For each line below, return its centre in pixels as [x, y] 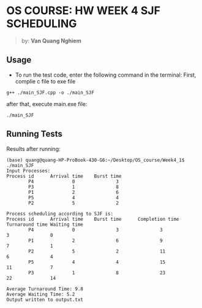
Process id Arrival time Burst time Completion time [93, 219]
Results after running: [33, 148]
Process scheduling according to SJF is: [60, 214]
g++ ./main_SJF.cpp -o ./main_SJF [50, 93]
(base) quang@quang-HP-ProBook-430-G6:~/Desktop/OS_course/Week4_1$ [95, 160]
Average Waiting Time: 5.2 [41, 294]
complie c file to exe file [45, 81]
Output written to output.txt [45, 299]
